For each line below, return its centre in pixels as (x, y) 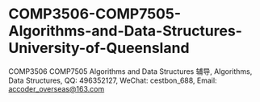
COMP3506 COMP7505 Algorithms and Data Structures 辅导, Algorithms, (130, 71)
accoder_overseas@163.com (57, 88)
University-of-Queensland (99, 48)
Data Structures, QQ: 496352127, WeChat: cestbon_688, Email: (113, 80)
